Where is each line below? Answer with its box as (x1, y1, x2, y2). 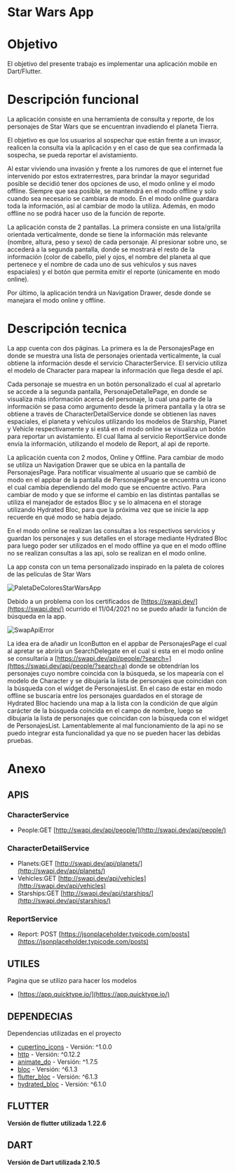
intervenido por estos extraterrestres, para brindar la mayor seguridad (7, 172, 210, 180)
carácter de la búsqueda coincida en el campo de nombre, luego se (7, 706, 203, 715)
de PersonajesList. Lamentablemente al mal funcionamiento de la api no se (7, 721, 224, 730)
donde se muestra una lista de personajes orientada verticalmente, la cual (7, 352, 221, 360)
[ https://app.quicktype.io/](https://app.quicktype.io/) (17, 990, 170, 999)
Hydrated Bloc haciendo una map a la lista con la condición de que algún (7, 699, 218, 707)
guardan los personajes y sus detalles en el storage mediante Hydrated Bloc (7, 534, 228, 542)
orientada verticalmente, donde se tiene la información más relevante (7, 230, 208, 239)
